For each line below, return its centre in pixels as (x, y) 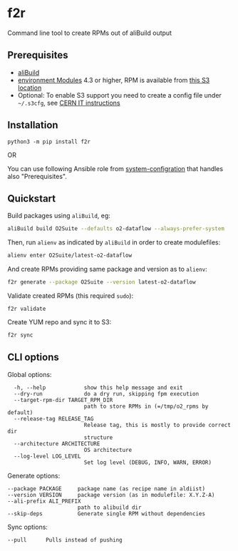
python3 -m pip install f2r (49, 141)
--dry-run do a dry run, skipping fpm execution (107, 393)
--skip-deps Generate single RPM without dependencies (106, 514)
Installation (33, 125)
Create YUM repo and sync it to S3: (59, 322)
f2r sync (20, 335)
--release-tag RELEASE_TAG (54, 418)
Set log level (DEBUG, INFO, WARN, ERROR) (148, 462)
